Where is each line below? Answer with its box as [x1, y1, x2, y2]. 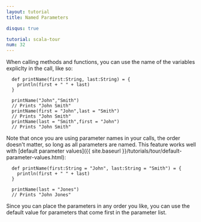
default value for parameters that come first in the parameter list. [6, 209, 167, 216]
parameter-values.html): [6, 154, 66, 161]
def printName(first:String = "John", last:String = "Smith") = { [11, 165, 182, 172]
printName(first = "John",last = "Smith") [11, 108, 120, 115]
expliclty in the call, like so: [6, 65, 73, 72]
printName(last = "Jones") [11, 186, 79, 193]
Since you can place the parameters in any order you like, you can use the [6, 203, 190, 210]
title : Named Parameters [6, 14, 69, 21]
